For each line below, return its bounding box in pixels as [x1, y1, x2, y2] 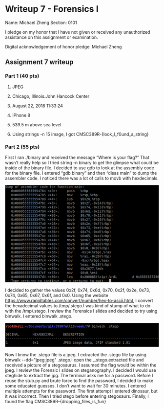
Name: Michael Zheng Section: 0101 [5, 20, 77, 25]
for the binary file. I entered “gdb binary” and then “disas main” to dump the [5, 170, 157, 176]
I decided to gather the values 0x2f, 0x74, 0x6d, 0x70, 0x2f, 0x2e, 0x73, [5, 287, 150, 293]
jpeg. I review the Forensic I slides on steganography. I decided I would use [5, 367, 156, 373]
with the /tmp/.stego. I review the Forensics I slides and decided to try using [5, 308, 158, 314]
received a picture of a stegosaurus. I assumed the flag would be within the [5, 362, 157, 368]
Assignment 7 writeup [5, 58, 74, 67]
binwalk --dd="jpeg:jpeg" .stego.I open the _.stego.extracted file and [5, 357, 144, 363]
